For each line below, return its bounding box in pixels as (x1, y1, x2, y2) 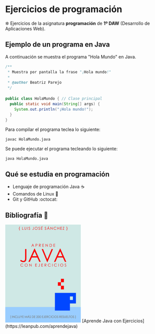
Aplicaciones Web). (5, 25, 46, 31)
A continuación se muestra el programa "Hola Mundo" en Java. (5, 54, 136, 60)
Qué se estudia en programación (5, 170, 110, 178)
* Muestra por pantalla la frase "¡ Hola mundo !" (7, 69, 112, 74)
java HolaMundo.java (5, 156, 49, 161)
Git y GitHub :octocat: (12, 196, 58, 203)
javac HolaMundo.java (5, 137, 51, 142)
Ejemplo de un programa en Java (5, 40, 110, 49)
